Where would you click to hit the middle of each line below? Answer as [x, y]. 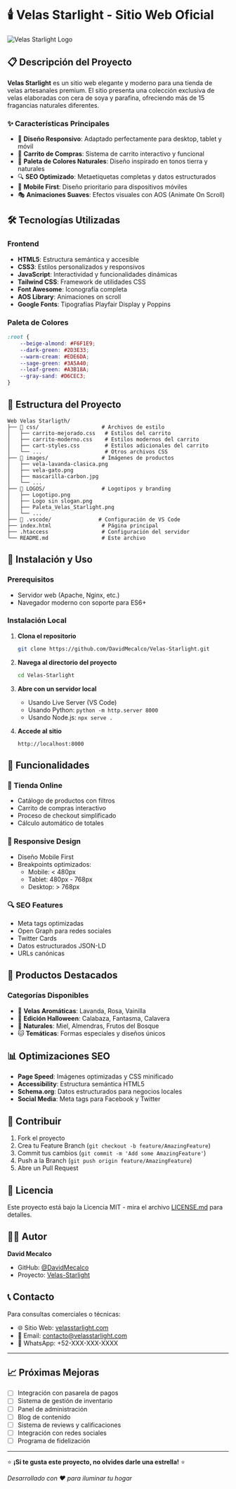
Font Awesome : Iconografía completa [72, 289]
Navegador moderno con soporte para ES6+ [82, 602]
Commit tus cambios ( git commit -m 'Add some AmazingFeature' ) [112, 1153]
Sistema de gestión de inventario [65, 1401]
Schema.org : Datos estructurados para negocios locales [100, 1092]
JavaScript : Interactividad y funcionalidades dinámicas [97, 274]
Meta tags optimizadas [51, 923]
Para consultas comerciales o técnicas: [64, 1314]
